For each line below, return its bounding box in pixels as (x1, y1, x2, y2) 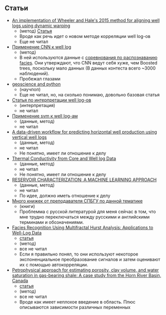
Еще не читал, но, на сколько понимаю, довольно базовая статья (19, 91, 160, 97)
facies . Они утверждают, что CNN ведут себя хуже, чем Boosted (19, 59, 158, 65)
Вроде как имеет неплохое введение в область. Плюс (19, 298, 135, 304)
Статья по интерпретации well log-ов (11, 97, 91, 103)
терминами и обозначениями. (19, 219, 84, 225)
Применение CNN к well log (11, 43, 71, 49)
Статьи (4, 4, 28, 12)
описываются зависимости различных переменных (19, 304, 131, 310)
